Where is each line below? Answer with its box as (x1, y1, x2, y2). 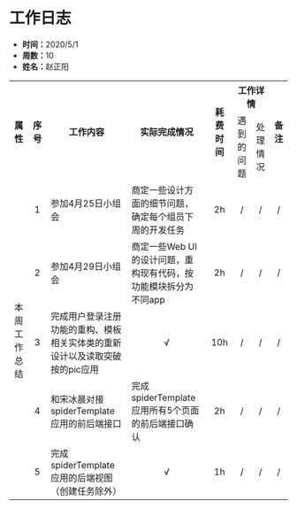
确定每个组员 (131, 210, 186, 222)
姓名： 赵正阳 (21, 61, 69, 72)
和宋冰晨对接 (49, 393, 104, 405)
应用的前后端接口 (49, 417, 122, 429)
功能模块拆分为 (131, 280, 194, 292)
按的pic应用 (49, 363, 99, 375)
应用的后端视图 (49, 471, 113, 483)
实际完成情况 (140, 126, 194, 138)
